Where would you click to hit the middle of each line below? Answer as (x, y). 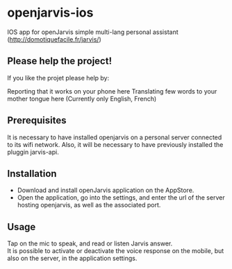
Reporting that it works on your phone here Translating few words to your (112, 91)
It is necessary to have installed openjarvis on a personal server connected (115, 137)
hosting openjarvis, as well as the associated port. (89, 205)
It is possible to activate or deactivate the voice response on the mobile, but (116, 251)
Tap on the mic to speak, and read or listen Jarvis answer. (90, 243)
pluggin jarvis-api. (33, 152)
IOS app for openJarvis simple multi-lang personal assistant (93, 32)
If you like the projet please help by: (58, 78)
